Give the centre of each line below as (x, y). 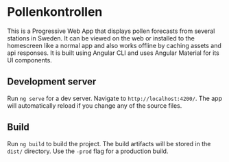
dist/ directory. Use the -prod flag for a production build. (88, 151)
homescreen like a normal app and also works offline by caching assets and (114, 45)
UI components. (30, 60)
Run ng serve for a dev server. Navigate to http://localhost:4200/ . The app (115, 98)
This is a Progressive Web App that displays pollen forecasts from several (111, 31)
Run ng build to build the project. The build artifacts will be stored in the (109, 143)
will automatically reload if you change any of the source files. (95, 105)
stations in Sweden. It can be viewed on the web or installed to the (101, 38)
